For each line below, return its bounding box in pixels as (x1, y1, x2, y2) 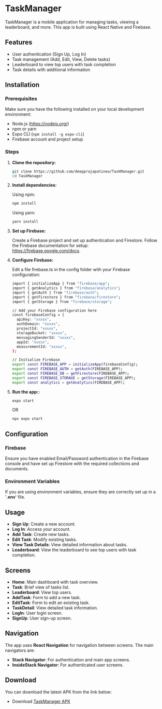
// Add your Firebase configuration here (12, 308, 97, 313)
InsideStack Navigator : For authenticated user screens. (12, 662, 124, 668)
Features (5, 38, 32, 47)
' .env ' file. (5, 494, 26, 500)
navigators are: (5, 647, 35, 653)
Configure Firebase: (12, 257, 54, 263)
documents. (5, 466, 29, 472)
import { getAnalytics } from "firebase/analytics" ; (12, 286, 121, 291)
